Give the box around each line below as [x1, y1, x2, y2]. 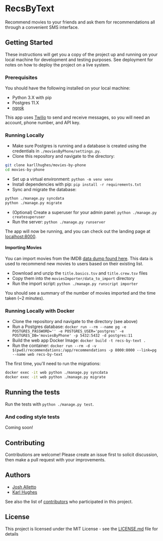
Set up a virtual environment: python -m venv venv [12, 176, 113, 182]
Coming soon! [5, 425, 33, 431]
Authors [5, 471, 31, 479]
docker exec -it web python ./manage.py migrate [5, 375, 106, 380]
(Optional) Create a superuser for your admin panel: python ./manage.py [12, 209, 157, 215]
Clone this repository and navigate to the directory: [12, 153, 115, 159]
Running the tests [5, 388, 60, 396]
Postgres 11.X [12, 100, 39, 106]
